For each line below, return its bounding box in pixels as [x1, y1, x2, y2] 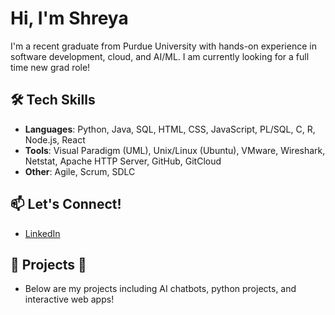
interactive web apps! [24, 293, 115, 306]
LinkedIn [24, 227, 61, 239]
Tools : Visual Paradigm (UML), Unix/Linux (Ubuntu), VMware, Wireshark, [24, 144, 326, 156]
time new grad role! [10, 61, 91, 73]
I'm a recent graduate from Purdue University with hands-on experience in [10, 40, 317, 52]
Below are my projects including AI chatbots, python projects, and [24, 283, 297, 295]
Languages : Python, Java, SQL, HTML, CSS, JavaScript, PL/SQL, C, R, [24, 123, 316, 135]
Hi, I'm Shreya [10, 7, 129, 30]
